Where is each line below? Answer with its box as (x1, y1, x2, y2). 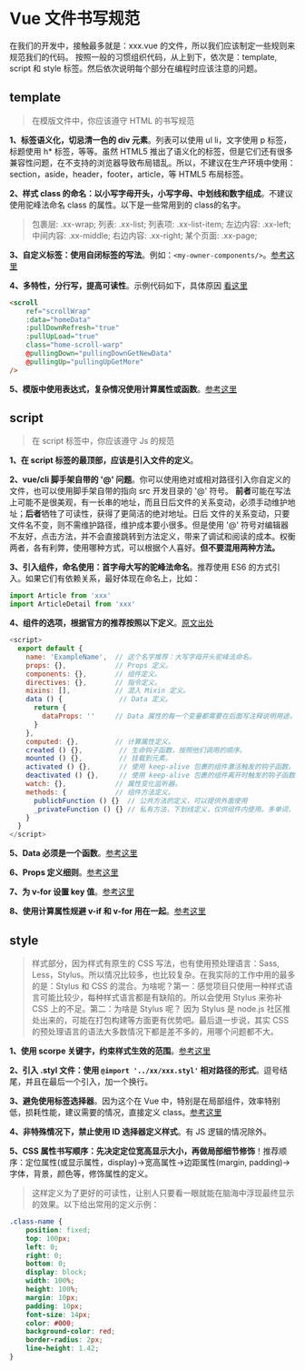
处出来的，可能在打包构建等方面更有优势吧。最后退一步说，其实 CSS (31, 1015, 289, 1025)
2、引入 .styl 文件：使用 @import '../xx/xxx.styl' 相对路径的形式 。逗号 (9, 1065, 280, 1075)
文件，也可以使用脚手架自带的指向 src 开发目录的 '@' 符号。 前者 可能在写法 (9, 486, 292, 497)
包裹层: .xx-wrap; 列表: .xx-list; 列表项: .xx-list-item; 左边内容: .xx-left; (31, 218, 292, 229)
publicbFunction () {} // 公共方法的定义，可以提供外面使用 (33, 796, 248, 805)
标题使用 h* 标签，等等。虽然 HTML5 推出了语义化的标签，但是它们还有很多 (9, 146, 293, 156)
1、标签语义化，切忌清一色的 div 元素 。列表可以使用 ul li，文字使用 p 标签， (9, 134, 292, 146)
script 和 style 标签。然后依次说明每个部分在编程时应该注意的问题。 (9, 63, 262, 74)
